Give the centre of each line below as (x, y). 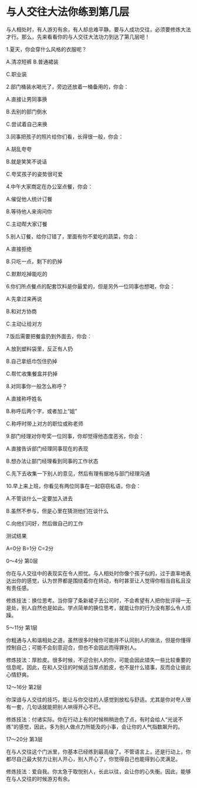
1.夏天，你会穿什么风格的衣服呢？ (46, 49)
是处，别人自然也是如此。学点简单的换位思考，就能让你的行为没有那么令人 (96, 608)
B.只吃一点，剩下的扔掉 (34, 261)
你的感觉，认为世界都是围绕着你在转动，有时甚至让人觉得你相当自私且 (101, 580)
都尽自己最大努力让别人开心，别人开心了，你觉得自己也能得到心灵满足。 (93, 759)
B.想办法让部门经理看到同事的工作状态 (52, 461)
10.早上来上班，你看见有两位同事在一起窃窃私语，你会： (74, 486)
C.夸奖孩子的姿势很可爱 (35, 174)
